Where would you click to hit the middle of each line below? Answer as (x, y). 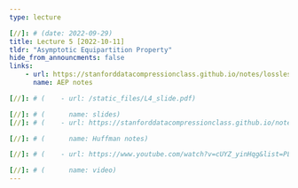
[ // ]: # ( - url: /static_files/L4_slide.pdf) (103, 98)
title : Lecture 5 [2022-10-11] (67, 41)
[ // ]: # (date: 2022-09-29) (61, 33)
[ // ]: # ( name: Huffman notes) (79, 139)
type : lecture (35, 17)
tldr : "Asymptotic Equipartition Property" (91, 49)
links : (21, 66)
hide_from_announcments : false (67, 58)
